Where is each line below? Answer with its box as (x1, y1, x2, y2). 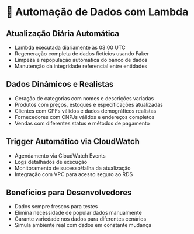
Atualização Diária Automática (6, 29, 120, 39)
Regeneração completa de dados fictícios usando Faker (14, 50, 149, 57)
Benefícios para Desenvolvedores (6, 188, 132, 198)
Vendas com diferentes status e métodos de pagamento (14, 120, 150, 127)
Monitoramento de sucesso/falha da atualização (14, 165, 131, 172)
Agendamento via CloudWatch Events (14, 152, 106, 159)
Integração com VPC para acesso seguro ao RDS (14, 170, 133, 177)
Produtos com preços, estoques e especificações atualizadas (14, 101, 164, 108)
